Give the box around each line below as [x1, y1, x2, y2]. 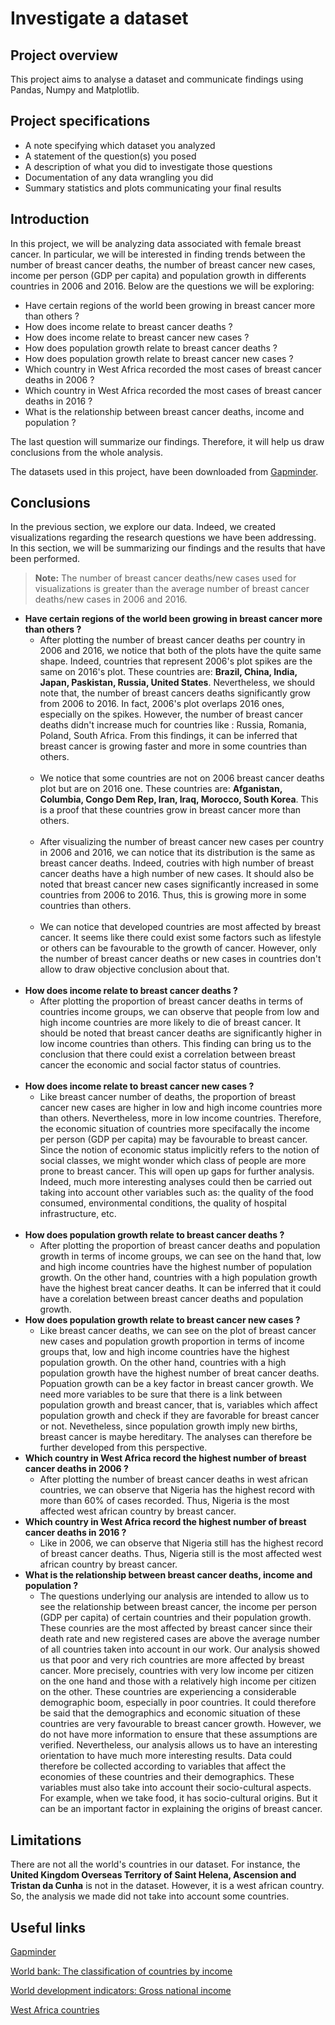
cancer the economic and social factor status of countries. [39, 1059, 282, 1071]
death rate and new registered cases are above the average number [39, 1633, 321, 1645]
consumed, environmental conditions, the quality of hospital [39, 1197, 287, 1209]
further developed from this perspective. [39, 1442, 208, 1454]
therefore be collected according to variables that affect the [39, 1760, 287, 1772]
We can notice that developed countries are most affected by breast [39, 921, 321, 933]
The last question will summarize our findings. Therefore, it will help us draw [10, 435, 325, 447]
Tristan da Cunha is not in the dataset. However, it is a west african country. [10, 1880, 325, 1892]
